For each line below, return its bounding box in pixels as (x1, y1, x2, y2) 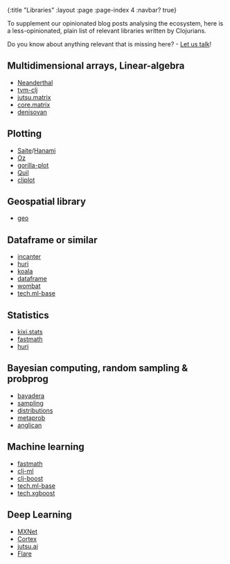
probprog (7, 373, 48, 385)
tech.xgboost (17, 489, 55, 497)
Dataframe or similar (7, 234, 98, 246)
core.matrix (17, 100, 51, 109)
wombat (17, 282, 41, 290)
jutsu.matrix (17, 93, 51, 101)
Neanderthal (17, 78, 53, 87)
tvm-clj (17, 86, 38, 94)
